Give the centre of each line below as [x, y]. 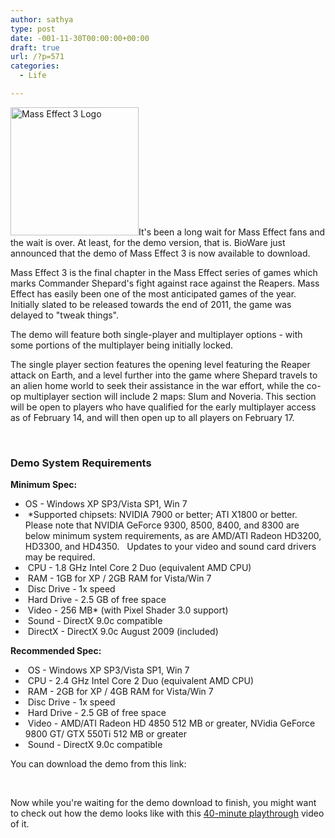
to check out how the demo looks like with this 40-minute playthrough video [167, 813]
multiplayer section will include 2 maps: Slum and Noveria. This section [170, 396]
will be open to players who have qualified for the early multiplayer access [163, 407]
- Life [33, 76]
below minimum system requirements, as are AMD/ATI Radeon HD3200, [173, 536]
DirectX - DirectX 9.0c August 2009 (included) [123, 632]
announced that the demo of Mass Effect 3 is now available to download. [160, 253]
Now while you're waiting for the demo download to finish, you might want [163, 803]
